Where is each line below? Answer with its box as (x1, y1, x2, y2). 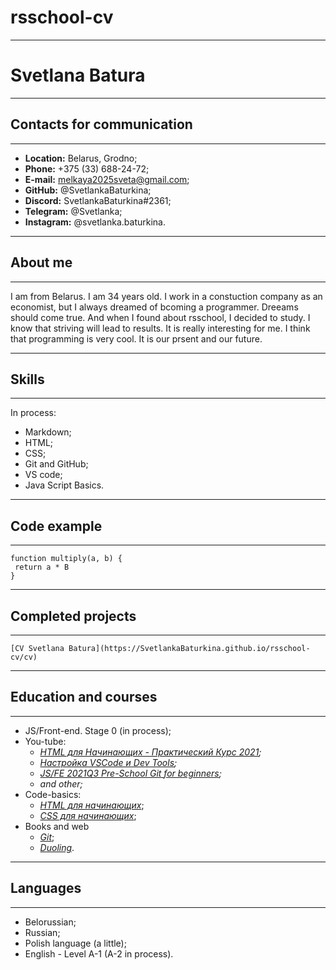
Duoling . (39, 841, 75, 853)
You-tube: (24, 735, 67, 747)
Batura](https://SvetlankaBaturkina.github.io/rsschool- (68, 643, 311, 653)
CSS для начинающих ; (39, 809, 137, 821)
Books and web (24, 820, 90, 832)
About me (10, 254, 73, 271)
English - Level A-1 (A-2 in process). (24, 947, 174, 960)
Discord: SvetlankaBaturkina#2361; (24, 194, 172, 206)
